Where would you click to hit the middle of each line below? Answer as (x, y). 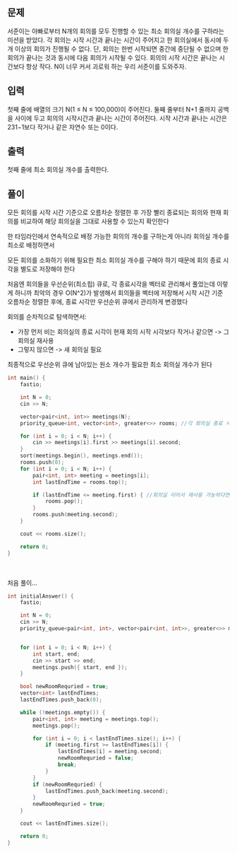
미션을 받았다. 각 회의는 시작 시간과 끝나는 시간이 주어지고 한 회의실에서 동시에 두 (118, 40)
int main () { (26, 378)
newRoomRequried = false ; (96, 758)
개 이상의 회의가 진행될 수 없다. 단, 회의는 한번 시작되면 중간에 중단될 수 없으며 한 (118, 49)
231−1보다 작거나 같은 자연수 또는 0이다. (63, 127)
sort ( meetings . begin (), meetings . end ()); (81, 456)
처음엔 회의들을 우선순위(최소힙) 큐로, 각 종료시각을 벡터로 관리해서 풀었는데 (111, 284)
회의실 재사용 (36, 341)
